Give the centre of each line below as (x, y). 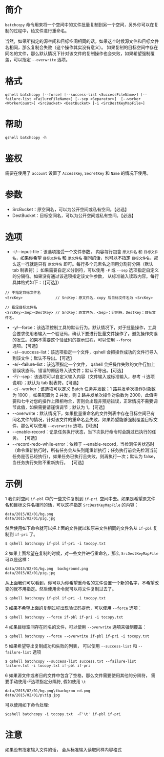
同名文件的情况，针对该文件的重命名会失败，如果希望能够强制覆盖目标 (83, 419)
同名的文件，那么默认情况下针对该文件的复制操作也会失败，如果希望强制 (78, 53)
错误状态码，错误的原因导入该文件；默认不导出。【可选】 (69, 370)
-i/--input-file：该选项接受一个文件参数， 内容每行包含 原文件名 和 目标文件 (85, 251)
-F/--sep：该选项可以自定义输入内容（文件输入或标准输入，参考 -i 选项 (83, 377)
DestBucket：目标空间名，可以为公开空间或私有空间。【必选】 (74, 215)
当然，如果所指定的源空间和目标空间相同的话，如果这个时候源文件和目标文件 (82, 41)
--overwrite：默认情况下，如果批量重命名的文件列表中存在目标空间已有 (83, 413)
